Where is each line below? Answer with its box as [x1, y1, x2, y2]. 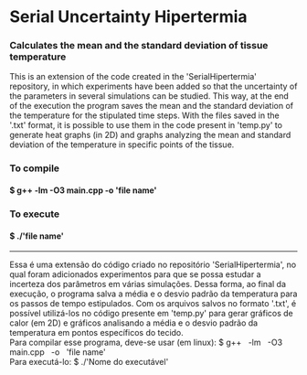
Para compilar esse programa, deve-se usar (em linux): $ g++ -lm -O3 [9, 337, 283, 348]
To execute [9, 208, 60, 220]
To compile [9, 162, 60, 175]
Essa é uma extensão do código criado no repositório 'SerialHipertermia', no [9, 259, 297, 271]
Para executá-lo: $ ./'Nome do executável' [9, 357, 169, 368]
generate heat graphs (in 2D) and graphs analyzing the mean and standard [9, 130, 291, 141]
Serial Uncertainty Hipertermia [9, 6, 249, 27]
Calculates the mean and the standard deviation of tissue [9, 39, 269, 52]
